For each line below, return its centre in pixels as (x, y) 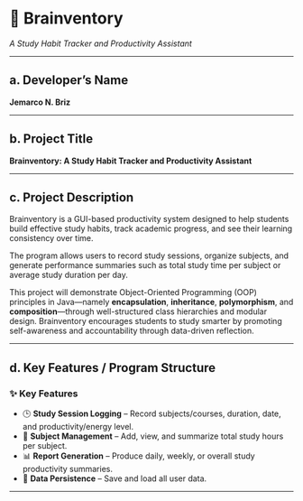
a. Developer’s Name (69, 80)
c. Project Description (72, 197)
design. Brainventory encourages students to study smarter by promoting (146, 321)
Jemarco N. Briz (40, 102)
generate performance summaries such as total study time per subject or (145, 265)
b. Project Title (51, 139)
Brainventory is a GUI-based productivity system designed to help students (149, 219)
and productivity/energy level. (78, 427)
